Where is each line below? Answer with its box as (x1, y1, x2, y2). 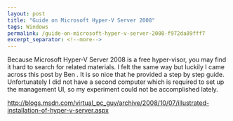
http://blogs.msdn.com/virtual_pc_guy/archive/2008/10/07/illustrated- (7, 99, 209, 107)
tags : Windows (7, 23, 49, 30)
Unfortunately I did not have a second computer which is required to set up (7, 78, 225, 86)
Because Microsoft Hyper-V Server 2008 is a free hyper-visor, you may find (7, 55, 227, 64)
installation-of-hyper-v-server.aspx (7, 106, 109, 115)
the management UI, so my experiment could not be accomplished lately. (7, 85, 219, 94)
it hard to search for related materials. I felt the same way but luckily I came (7, 63, 225, 71)
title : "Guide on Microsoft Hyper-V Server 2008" (7, 17, 156, 24)
